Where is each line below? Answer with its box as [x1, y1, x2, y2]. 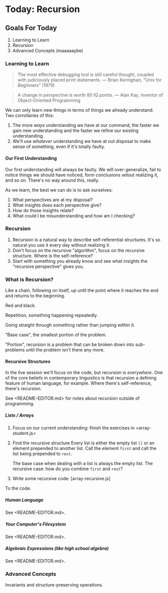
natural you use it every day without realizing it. [12, 242, 110, 248]
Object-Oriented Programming [17, 97, 81, 104]
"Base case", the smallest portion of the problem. [5, 332, 107, 338]
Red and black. [5, 303, 36, 309]
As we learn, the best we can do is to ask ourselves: [5, 187, 113, 193]
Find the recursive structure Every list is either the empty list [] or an [12, 440, 154, 446]
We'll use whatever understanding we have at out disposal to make [12, 138, 151, 144]
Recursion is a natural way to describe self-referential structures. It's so [12, 237, 160, 243]
